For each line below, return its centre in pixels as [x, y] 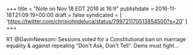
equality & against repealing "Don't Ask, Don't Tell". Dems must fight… [93, 45]
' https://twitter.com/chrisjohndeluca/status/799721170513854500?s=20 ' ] [97, 21]
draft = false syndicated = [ [88, 15]
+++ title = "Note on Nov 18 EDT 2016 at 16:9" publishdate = [80, 9]
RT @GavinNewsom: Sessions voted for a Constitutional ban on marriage [96, 39]
